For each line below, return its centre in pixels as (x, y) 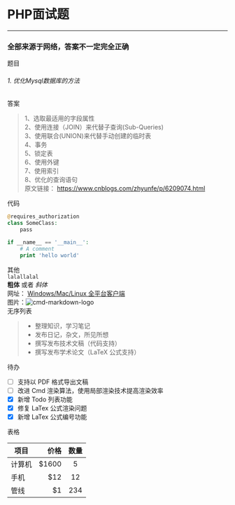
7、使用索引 (42, 171)
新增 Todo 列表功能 (45, 399)
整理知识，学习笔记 (63, 326)
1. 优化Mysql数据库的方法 (44, 81)
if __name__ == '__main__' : (48, 242)
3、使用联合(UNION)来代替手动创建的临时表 (88, 136)
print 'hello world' (50, 255)
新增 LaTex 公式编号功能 (52, 417)
